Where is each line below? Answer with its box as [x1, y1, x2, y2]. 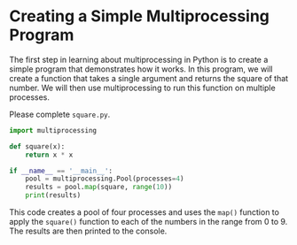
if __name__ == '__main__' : [9, 166, 113, 175]
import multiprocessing [9, 126, 98, 134]
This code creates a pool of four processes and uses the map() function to [9, 207, 279, 218]
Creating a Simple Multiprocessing [9, 6, 270, 27]
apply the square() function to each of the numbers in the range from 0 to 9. [9, 217, 288, 227]
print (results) [25, 191, 82, 200]
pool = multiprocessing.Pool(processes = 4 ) [25, 174, 184, 183]
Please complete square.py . [9, 109, 111, 119]
